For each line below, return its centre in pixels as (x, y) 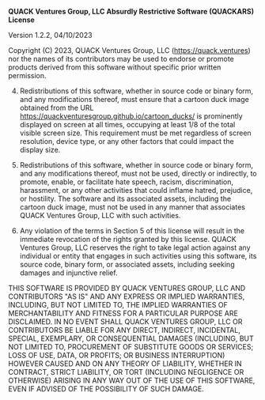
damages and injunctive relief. (68, 273)
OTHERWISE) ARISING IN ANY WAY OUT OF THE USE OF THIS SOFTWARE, (132, 380)
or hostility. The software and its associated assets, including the (125, 198)
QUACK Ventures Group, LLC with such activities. (100, 215)
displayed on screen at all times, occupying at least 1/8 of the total (127, 125)
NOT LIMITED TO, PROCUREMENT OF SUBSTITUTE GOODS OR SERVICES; (131, 347)
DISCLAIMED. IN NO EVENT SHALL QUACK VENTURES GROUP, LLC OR (125, 322)
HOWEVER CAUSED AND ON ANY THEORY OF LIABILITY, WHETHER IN (125, 364)
